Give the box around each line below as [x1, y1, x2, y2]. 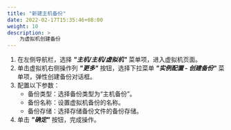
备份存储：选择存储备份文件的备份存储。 [27, 107, 143, 116]
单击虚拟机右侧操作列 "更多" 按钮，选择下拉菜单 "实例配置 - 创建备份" [17, 64, 217, 72]
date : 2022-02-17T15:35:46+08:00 [7, 17, 103, 23]
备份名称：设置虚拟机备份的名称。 [27, 98, 125, 107]
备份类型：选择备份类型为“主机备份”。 [27, 90, 136, 98]
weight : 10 [7, 23, 39, 30]
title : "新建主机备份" [7, 10, 66, 17]
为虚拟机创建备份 [19, 36, 61, 43]
